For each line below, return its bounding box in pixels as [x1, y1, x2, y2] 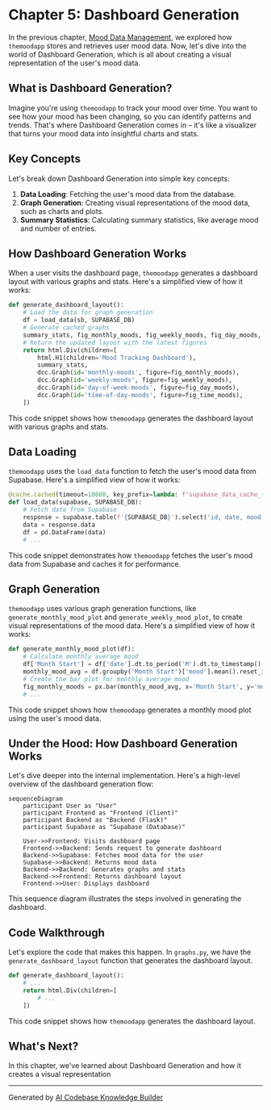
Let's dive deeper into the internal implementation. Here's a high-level [8, 771, 240, 781]
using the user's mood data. [8, 713, 102, 723]
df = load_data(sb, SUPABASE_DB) [23, 316, 135, 325]
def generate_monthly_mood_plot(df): [8, 645, 135, 653]
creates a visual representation [8, 1070, 111, 1079]
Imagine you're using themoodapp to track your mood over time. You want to [8, 103, 258, 112]
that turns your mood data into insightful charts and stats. [8, 128, 199, 138]
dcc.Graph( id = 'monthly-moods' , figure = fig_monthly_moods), [37, 369, 240, 377]
